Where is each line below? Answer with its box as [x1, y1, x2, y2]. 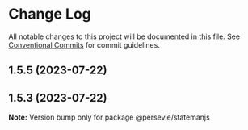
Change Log [8, 5, 91, 23]
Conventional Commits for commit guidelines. [8, 40, 160, 49]
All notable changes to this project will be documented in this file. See [8, 31, 241, 41]
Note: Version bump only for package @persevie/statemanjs [8, 112, 210, 122]
